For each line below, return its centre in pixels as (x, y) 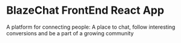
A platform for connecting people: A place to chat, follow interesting (91, 27)
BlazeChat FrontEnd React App (85, 10)
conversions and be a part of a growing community (70, 33)
